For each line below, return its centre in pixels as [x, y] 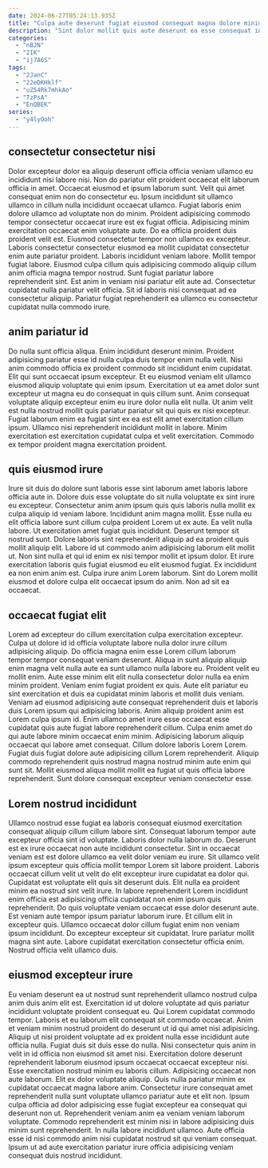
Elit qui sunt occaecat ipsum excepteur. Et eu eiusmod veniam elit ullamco [130, 377]
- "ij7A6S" [33, 61]
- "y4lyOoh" [35, 120]
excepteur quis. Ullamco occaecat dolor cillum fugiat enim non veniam [124, 924]
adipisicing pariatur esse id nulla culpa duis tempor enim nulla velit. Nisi [126, 359]
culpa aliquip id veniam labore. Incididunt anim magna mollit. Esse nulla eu [130, 514]
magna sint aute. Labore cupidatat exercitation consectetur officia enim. [126, 941]
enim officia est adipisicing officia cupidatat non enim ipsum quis [115, 899]
